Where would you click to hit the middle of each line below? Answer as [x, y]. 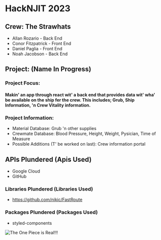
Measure [21, 139]
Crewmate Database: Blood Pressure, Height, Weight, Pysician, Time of [84, 134]
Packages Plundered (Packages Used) [51, 212]
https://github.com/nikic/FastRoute [47, 200]
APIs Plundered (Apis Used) [48, 159]
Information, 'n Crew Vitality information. [48, 105]
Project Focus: [23, 83]
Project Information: [29, 118]
